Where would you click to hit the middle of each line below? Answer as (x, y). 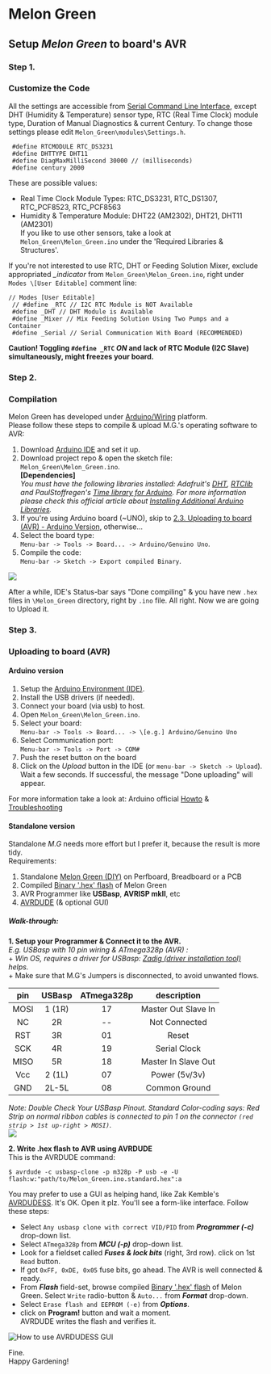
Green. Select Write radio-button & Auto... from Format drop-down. (134, 1296)
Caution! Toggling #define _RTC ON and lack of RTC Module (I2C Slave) (129, 347)
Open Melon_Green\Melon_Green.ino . (80, 715)
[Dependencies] (48, 475)
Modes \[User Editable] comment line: (73, 283)
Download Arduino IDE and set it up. (80, 450)
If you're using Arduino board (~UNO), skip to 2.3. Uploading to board (136, 519)
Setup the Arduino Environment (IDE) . (82, 689)
